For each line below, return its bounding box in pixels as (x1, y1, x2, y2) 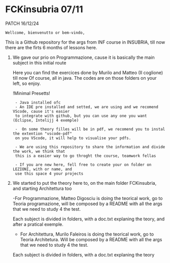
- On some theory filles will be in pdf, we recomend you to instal (15, 126, 165, 131)
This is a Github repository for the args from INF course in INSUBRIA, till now (5, 39, 165, 45)
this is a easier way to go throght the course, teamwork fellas (15, 153, 156, 158)
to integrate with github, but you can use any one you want (15, 113, 147, 118)
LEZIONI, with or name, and (12, 167, 72, 172)
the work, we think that (12, 149, 65, 154)
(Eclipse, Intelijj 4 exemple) (12, 118, 79, 123)
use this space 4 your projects (15, 171, 84, 176)
